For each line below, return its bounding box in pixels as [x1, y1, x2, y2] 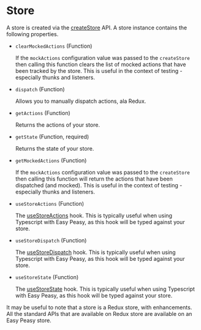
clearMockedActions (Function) [15, 42, 93, 50]
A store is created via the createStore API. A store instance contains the [6, 24, 188, 31]
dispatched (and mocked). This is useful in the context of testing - [15, 181, 183, 189]
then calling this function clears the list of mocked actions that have [15, 61, 186, 68]
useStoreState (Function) [15, 273, 79, 280]
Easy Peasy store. [6, 317, 52, 324]
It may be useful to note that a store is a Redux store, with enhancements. [6, 304, 192, 311]
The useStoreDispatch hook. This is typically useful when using [15, 249, 176, 256]
